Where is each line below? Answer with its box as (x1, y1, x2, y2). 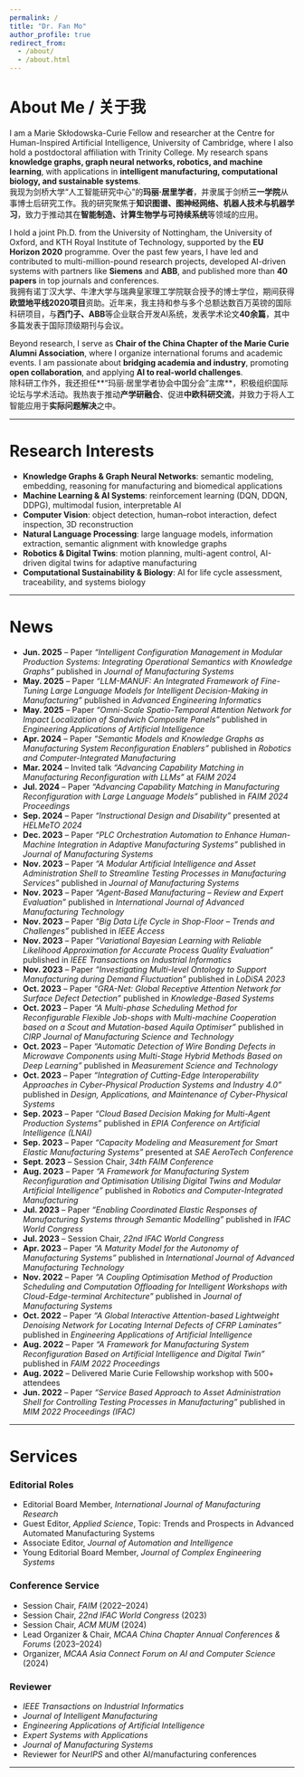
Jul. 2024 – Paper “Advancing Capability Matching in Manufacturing (22, 781, 280, 792)
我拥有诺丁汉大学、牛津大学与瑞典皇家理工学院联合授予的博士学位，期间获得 (9, 286, 295, 297)
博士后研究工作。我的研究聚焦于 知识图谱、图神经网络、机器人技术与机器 (16, 197, 287, 208)
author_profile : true (9, 30, 91, 39)
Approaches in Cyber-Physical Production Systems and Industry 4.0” (22, 1079, 282, 1090)
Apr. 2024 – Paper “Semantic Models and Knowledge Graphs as (22, 733, 265, 744)
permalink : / (9, 13, 59, 23)
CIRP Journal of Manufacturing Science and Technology (22, 1031, 234, 1041)
